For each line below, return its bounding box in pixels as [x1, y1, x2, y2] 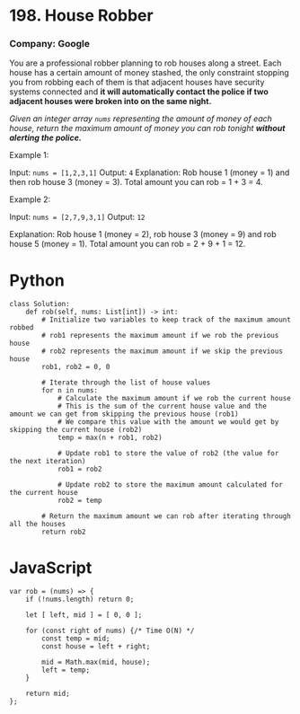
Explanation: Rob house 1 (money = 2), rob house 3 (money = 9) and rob [9, 229, 277, 240]
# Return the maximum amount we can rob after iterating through [41, 512, 292, 521]
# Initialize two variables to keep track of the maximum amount [41, 315, 292, 324]
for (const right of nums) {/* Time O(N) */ [25, 626, 195, 636]
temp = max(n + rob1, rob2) [57, 433, 163, 443]
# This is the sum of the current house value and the [57, 401, 268, 411]
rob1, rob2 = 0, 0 [41, 363, 110, 372]
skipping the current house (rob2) [9, 426, 143, 435]
